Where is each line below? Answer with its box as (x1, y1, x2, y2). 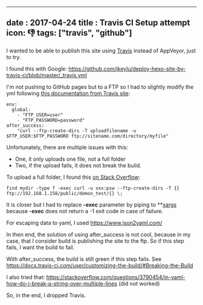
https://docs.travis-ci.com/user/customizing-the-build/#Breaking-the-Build (6, 262, 193, 269)
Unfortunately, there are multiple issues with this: (6, 143, 129, 151)
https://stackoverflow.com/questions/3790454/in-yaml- (46, 273, 185, 281)
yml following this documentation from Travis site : (6, 89, 130, 97)
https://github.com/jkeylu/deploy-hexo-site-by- (68, 65, 186, 72)
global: (11, 106, 31, 112)
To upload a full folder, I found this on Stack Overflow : (6, 173, 141, 181)
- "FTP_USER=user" (17, 112, 63, 118)
